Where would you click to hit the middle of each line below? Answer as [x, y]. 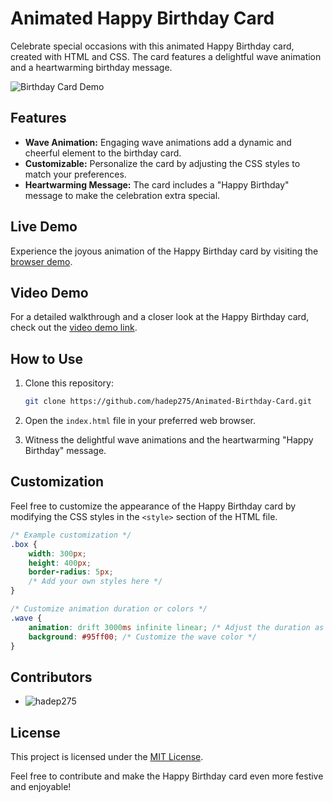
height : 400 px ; [60, 563]
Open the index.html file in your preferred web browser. [140, 421]
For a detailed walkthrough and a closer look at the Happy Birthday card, [160, 317]
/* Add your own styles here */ [95, 582]
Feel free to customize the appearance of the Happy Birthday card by [153, 506]
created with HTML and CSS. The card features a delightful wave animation [166, 56]
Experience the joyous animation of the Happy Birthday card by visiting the [164, 251]
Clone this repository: [69, 383]
